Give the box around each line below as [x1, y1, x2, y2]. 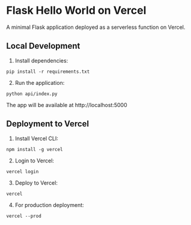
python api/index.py [6, 91, 58, 97]
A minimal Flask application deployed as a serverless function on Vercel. [6, 23, 186, 31]
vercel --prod [6, 213, 42, 219]
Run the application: [14, 79, 65, 86]
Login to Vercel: [14, 157, 54, 164]
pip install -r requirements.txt [6, 69, 90, 75]
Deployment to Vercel [6, 119, 89, 129]
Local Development [6, 41, 80, 51]
